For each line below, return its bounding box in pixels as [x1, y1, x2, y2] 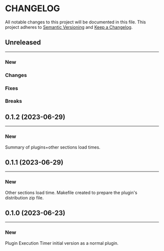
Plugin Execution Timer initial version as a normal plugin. [5, 240, 119, 246]
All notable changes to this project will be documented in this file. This [5, 19, 146, 25]
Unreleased [5, 39, 41, 47]
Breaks [5, 98, 22, 105]
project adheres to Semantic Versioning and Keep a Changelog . [5, 24, 133, 30]
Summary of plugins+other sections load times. [5, 144, 101, 150]
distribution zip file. [5, 194, 44, 200]
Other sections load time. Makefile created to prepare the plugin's [5, 190, 138, 195]
